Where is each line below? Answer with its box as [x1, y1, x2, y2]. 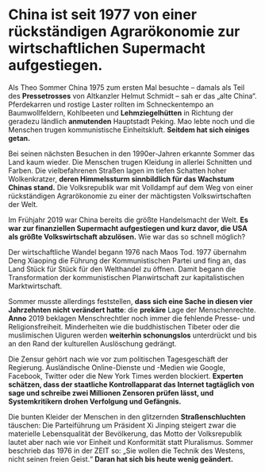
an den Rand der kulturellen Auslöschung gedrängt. [8, 338, 177, 348]
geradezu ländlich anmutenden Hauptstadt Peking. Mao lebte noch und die [8, 116, 255, 126]
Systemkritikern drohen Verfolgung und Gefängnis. [8, 396, 182, 406]
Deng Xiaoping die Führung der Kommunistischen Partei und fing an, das [8, 256, 247, 265]
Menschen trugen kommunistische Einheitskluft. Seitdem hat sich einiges [8, 125, 250, 135]
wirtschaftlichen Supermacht [8, 40, 206, 57]
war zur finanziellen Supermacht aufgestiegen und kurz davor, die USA [8, 223, 248, 232]
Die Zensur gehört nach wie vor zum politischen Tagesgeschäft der [8, 354, 229, 364]
